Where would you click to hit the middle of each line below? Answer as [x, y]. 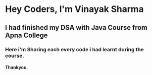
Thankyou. [17, 68]
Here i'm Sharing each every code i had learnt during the [75, 49]
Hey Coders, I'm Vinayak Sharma [75, 9]
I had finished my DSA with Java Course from [76, 28]
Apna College [26, 35]
